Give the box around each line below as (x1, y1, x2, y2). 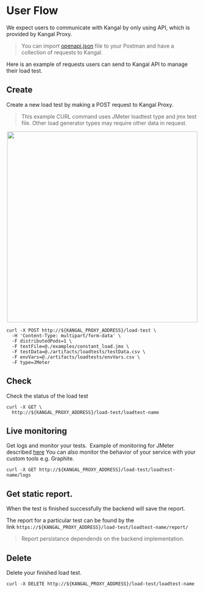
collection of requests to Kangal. (21, 48, 103, 56)
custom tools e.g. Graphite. (6, 455, 74, 462)
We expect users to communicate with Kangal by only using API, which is (6, 24, 190, 31)
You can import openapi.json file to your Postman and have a (21, 42, 175, 49)
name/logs (6, 472, 32, 478)
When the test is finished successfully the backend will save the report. (6, 505, 186, 512)
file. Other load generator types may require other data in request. (21, 119, 187, 126)
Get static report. (6, 489, 73, 499)
